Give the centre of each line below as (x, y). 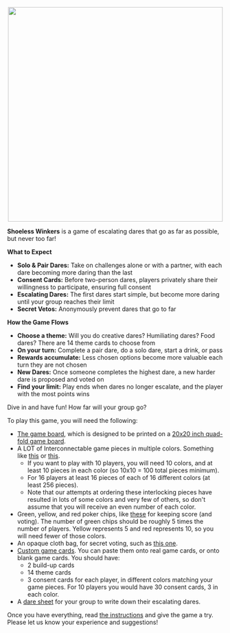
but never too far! (32, 239)
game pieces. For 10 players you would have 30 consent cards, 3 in (123, 587)
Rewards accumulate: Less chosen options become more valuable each (120, 357)
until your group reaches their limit (66, 302)
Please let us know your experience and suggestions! (83, 622)
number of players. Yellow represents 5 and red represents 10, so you (115, 529)
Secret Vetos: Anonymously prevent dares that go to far (96, 309)
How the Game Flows (38, 322)
